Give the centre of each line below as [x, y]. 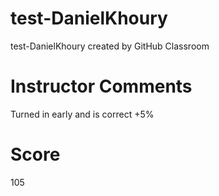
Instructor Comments [101, 86]
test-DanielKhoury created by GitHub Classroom [110, 46]
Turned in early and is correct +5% [82, 114]
